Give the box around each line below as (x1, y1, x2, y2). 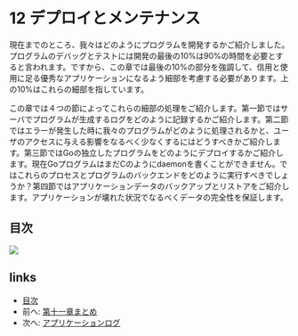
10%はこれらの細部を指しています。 (16, 84, 149, 94)
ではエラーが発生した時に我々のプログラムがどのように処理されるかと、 (9, 125, 274, 135)
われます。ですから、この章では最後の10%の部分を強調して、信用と (32, 61, 281, 72)
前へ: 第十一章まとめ (21, 306, 98, 316)
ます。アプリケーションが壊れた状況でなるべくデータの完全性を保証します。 (9, 192, 288, 202)
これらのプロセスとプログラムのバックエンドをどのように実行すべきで (16, 169, 274, 180)
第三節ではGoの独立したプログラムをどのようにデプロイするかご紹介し (23, 147, 285, 158)
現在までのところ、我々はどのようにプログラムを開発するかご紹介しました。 (9, 39, 290, 50)
